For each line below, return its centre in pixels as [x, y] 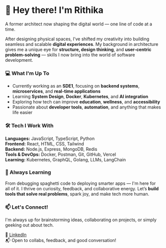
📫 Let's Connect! [27, 207]
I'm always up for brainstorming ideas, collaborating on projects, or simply [81, 220]
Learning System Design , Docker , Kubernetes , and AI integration [80, 97]
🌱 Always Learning [28, 172]
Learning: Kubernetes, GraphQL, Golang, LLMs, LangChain [66, 159]
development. [19, 60]
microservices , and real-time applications [56, 91]
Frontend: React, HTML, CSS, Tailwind [45, 143]
